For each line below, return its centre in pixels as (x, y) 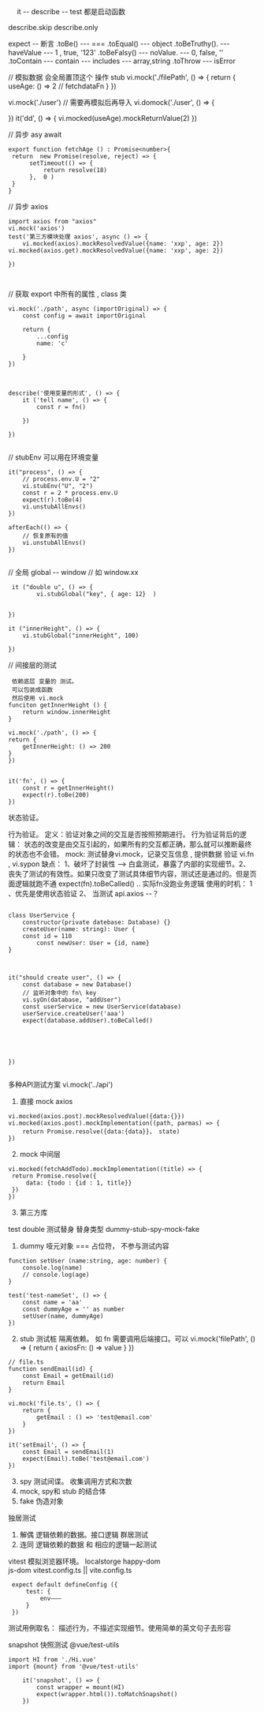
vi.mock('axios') (37, 228)
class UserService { (42, 915)
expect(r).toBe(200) (56, 795)
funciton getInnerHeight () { (58, 705)
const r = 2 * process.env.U (70, 493)
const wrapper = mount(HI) (81, 1688)
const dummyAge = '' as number (74, 1309)
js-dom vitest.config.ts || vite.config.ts (70, 1570)
